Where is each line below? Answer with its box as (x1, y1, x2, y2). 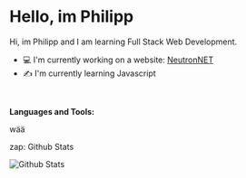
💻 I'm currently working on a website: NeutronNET (22, 54, 214, 65)
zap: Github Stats (9, 141, 74, 152)
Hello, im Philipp (9, 6, 134, 27)
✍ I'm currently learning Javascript (22, 68, 156, 79)
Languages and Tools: (9, 106, 95, 117)
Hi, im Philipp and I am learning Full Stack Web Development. (9, 36, 238, 47)
